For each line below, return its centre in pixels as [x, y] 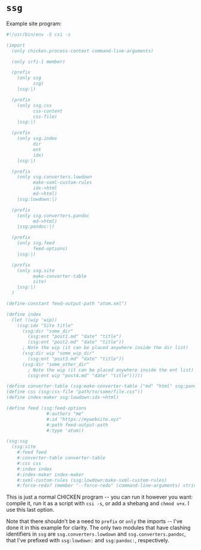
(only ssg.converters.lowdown [55, 177]
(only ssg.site [36, 271]
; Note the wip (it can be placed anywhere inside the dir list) [105, 348]
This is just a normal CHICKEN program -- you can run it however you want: [100, 497]
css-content [48, 111]
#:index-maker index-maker [51, 475]
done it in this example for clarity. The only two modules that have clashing [98, 528]
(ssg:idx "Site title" [45, 325]
